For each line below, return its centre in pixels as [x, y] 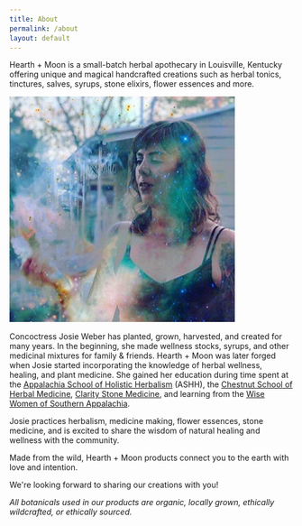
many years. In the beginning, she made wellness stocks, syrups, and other [149, 346]
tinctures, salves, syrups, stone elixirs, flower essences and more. [132, 84]
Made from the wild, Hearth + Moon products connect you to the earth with [149, 458]
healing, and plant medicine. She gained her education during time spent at [149, 375]
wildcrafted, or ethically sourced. [71, 512]
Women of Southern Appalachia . [70, 404]
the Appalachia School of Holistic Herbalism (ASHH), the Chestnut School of [151, 384]
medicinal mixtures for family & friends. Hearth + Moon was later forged [143, 355]
